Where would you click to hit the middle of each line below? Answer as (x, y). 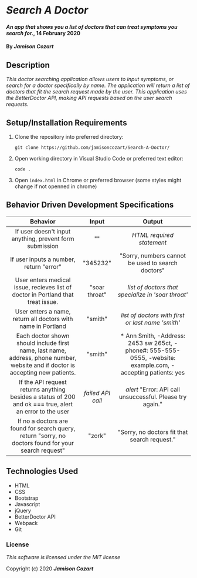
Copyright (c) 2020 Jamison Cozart (50, 569)
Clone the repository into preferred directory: (69, 137)
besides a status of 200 (43, 396)
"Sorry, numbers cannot (153, 255)
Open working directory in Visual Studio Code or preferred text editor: (99, 158)
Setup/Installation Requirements (67, 123)
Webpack (26, 523)
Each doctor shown (43, 336)
